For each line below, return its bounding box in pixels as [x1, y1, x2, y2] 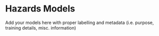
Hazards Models [5, 3, 76, 14]
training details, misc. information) [5, 24, 77, 30]
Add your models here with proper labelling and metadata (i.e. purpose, [5, 19, 154, 25]
